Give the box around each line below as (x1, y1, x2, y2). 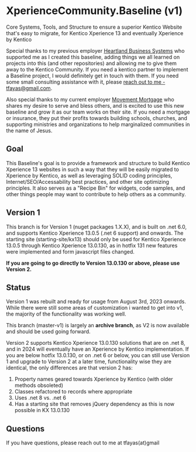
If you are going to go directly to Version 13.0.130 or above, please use (6, 259, 180, 266)
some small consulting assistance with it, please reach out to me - (6, 78, 166, 85)
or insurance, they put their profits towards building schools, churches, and (6, 114, 187, 121)
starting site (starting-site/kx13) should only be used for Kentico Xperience (6, 235, 186, 242)
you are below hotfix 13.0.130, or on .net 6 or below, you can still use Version (6, 352, 190, 359)
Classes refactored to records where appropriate (14, 388, 133, 395)
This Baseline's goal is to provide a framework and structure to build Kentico (6, 159, 190, 166)
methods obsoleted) (14, 382, 63, 389)
